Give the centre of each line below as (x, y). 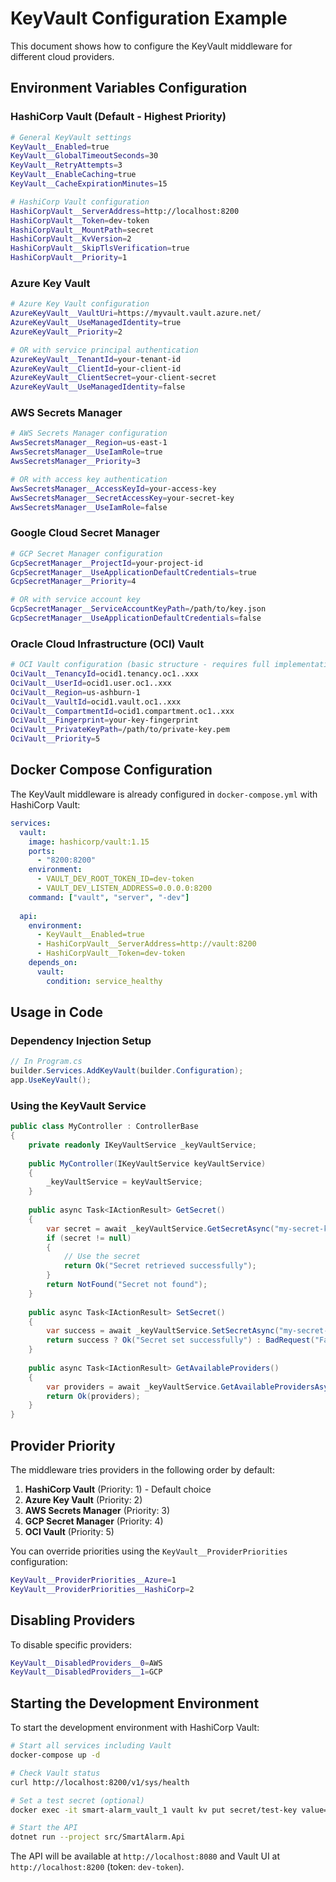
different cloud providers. (62, 56)
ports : (42, 851)
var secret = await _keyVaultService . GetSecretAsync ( (160, 1228)
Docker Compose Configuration (111, 770)
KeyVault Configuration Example (149, 18)
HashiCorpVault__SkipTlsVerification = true (100, 248)
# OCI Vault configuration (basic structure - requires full (140, 665)
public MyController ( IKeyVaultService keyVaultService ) (147, 1163)
